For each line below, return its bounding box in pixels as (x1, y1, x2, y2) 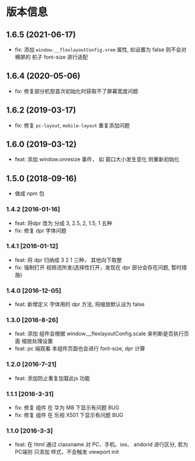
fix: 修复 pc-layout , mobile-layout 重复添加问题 (14, 121, 130, 128)
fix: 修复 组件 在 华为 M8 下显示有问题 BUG (14, 404, 120, 411)
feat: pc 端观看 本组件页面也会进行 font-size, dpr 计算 (14, 345, 145, 352)
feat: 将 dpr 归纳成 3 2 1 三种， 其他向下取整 (14, 256, 123, 264)
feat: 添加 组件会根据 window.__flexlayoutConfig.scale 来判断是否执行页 (14, 330, 190, 337)
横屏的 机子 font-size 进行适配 (14, 54, 88, 60)
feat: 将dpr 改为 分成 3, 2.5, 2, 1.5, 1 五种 (14, 219, 113, 227)
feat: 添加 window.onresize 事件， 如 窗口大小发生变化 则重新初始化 (14, 156, 180, 163)
